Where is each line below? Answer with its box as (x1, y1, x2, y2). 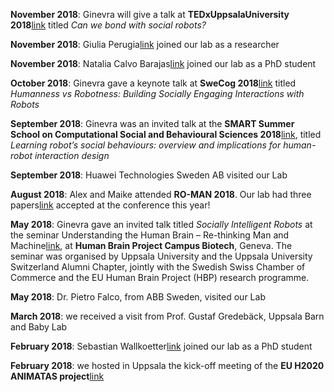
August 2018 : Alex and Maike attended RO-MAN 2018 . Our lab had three (10, 189, 312, 200)
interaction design (34, 150, 110, 161)
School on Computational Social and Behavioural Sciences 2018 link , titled (10, 129, 322, 140)
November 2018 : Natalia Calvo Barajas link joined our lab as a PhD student (10, 58, 317, 69)
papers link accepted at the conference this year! (10, 199, 211, 211)
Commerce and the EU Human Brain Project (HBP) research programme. (10, 272, 310, 283)
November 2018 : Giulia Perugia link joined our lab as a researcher (10, 39, 280, 50)
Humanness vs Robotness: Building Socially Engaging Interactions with (10, 88, 305, 99)
